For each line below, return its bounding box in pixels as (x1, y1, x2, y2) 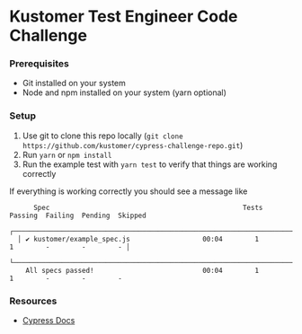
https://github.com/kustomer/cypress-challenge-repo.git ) (22, 139, 244, 150)
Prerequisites (9, 57, 69, 70)
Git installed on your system (22, 78, 126, 89)
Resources (9, 294, 58, 307)
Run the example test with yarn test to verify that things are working (22, 159, 278, 170)
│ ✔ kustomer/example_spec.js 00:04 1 (17, 234, 259, 243)
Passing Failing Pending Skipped (9, 211, 147, 220)
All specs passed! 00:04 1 (25, 266, 259, 275)
